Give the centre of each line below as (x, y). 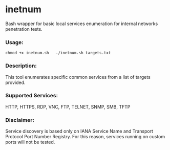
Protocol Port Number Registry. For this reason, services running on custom (85, 137)
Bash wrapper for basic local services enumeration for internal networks (82, 24)
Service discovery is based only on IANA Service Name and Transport (79, 131)
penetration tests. (24, 29)
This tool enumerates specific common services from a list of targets (78, 77)
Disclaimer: (20, 120)
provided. (15, 82)
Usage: (15, 42)
